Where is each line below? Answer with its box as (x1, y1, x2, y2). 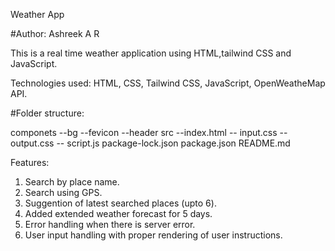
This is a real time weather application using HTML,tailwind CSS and (10, 47, 292, 59)
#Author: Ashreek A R (10, 28, 100, 39)
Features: (10, 157, 50, 168)
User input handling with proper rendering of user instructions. (24, 229, 283, 241)
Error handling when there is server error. (24, 219, 196, 230)
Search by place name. (24, 176, 120, 188)
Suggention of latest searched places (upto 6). (24, 197, 217, 209)
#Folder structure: (10, 107, 85, 119)
